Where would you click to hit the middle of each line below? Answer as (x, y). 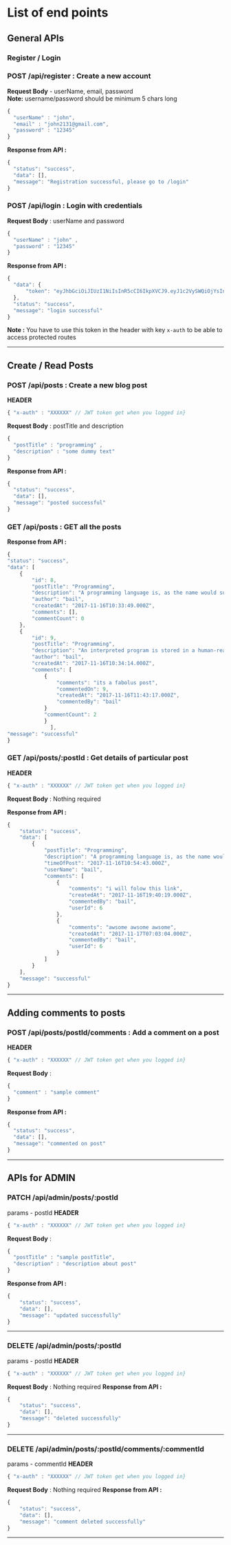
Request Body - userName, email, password (70, 91)
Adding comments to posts (66, 1013)
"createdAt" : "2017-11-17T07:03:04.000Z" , (130, 934)
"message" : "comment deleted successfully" (83, 1522)
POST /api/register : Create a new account (79, 76)
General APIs (35, 38)
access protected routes (42, 337)
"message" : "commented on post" (60, 1144)
